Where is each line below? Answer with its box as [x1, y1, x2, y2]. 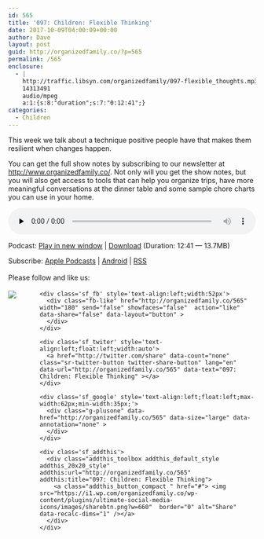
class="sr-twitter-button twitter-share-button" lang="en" [39, 358, 237, 366]
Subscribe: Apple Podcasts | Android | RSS [8, 256, 148, 266]
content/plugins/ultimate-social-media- [39, 496, 174, 504]
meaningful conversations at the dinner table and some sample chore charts [8, 184, 255, 193]
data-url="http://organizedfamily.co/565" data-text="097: [39, 365, 237, 373]
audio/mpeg [22, 92, 58, 100]
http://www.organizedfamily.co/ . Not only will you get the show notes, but [8, 167, 247, 177]
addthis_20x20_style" [39, 461, 111, 470]
